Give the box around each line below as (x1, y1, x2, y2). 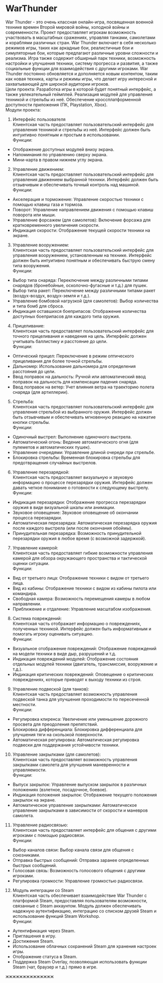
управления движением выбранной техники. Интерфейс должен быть (12, 176, 159, 182)
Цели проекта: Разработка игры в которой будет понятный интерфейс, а (5, 86, 156, 92)
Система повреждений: (12, 615, 62, 621)
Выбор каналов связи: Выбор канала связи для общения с (12, 847, 134, 853)
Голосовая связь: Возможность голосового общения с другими (12, 867, 146, 874)
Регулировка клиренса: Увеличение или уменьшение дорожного (12, 716, 148, 722)
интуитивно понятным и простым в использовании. (12, 132, 120, 138)
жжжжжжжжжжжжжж (5, 973, 54, 979)
